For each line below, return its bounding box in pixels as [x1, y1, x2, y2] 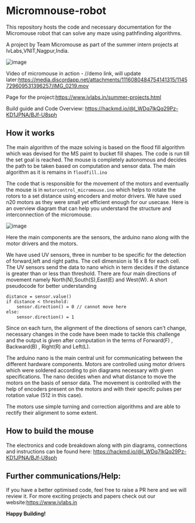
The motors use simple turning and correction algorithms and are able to [6, 402, 181, 410]
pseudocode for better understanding [6, 282, 97, 289]
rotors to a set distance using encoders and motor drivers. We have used [6, 192, 182, 199]
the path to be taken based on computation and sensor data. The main [6, 162, 176, 169]
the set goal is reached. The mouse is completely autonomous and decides [6, 156, 187, 163]
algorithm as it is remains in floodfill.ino [6, 168, 107, 176]
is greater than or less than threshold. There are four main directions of [6, 270, 177, 277]
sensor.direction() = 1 [16, 314, 75, 320]
